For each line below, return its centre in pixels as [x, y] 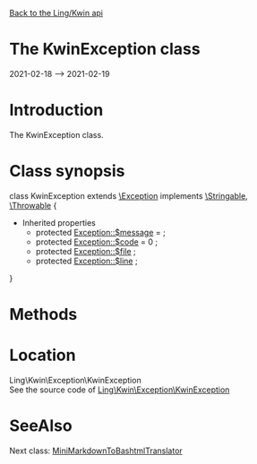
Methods [43, 314]
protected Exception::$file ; [86, 251]
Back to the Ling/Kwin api [56, 13]
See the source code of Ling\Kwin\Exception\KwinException [120, 390]
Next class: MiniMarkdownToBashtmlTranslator [96, 451]
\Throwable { [33, 205]
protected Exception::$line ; [86, 261]
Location [43, 355]
